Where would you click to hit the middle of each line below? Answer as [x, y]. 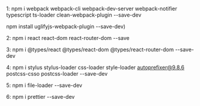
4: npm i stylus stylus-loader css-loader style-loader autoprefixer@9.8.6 [96, 67]
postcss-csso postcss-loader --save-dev [57, 74]
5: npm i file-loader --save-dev [44, 85]
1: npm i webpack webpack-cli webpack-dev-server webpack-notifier [92, 9]
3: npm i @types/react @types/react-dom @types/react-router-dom [90, 49]
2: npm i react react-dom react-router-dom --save [68, 38]
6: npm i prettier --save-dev [41, 97]
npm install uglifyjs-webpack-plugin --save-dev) [66, 26]
